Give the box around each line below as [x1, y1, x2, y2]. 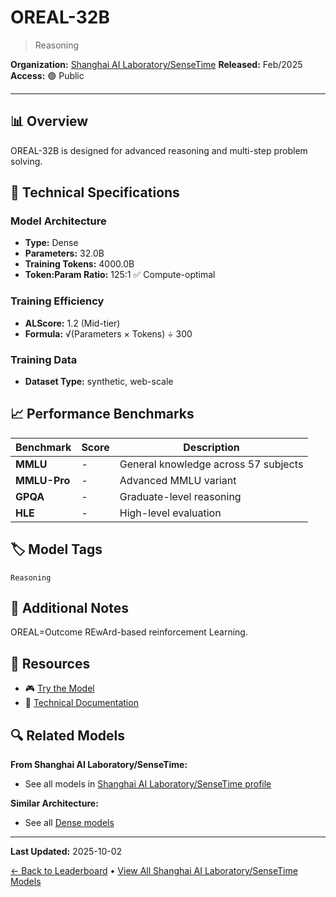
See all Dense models [24, 817, 115, 829]
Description [183, 440, 240, 454]
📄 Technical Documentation [24, 697, 139, 709]
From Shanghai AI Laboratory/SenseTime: [10, 759, 188, 771]
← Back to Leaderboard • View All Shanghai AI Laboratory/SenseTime [10, 865, 298, 877]
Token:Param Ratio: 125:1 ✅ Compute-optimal [24, 269, 216, 281]
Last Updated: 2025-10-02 [10, 846, 123, 858]
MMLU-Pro [15, 473, 71, 487]
